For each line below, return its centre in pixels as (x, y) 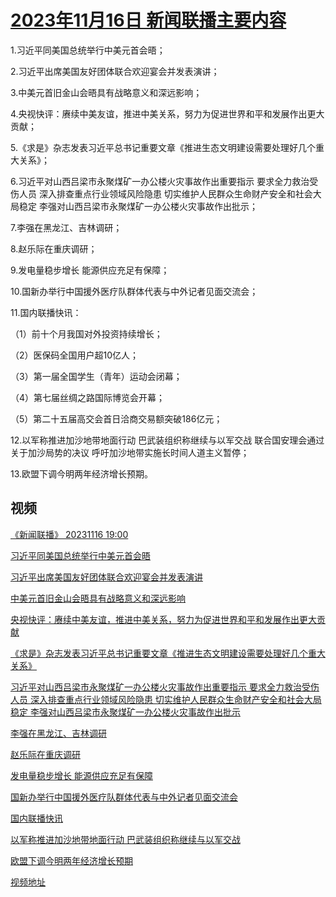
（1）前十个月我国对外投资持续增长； (86, 333)
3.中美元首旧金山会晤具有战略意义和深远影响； (106, 92)
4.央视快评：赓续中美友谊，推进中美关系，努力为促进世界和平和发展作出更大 (167, 113)
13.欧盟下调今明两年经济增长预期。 (82, 473)
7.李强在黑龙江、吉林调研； (66, 227)
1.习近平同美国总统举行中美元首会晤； (88, 50)
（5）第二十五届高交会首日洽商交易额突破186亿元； (116, 418)
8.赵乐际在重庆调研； (54, 248)
